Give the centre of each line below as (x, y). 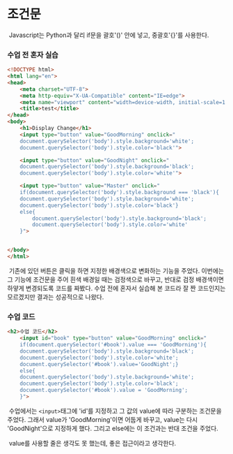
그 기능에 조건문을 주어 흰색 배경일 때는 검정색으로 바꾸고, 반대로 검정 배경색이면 (116, 279)
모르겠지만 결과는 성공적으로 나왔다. (56, 297)
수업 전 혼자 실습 (33, 54)
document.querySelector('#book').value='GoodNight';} (99, 364)
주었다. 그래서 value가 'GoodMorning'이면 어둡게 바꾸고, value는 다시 (103, 419)
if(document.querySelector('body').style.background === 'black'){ (119, 193)
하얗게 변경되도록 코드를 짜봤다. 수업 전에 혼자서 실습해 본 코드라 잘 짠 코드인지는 (116, 288)
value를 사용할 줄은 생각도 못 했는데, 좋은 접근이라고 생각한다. (93, 443)
